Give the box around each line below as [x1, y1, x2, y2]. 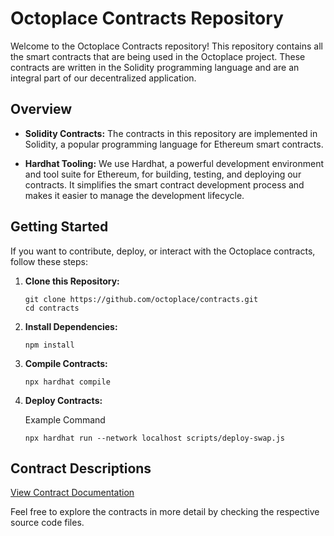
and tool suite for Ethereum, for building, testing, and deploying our [24, 168, 302, 180]
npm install [24, 340, 75, 350]
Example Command [24, 413, 106, 426]
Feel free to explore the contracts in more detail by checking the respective [10, 506, 320, 518]
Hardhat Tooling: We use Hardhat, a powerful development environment [24, 157, 324, 169]
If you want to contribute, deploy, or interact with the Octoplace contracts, [10, 245, 316, 257]
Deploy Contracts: [24, 394, 103, 406]
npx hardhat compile [24, 377, 111, 387]
